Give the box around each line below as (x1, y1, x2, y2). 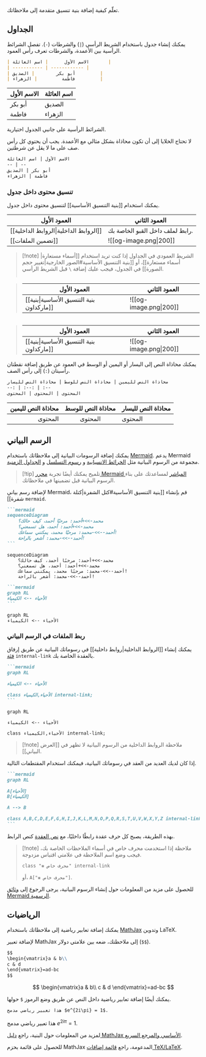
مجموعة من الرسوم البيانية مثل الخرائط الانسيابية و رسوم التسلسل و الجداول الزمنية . (7, 458, 200, 465)
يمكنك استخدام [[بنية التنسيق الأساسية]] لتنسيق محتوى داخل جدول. (7, 202, 160, 209)
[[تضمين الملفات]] (10, 237, 59, 245)
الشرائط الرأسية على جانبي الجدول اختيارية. (7, 126, 106, 133)
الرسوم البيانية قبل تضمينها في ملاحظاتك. (21, 476, 116, 484)
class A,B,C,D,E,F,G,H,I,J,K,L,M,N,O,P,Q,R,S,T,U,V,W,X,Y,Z (7, 816, 164, 822)
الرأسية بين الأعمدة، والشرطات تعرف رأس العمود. (7, 47, 122, 54)
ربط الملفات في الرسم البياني (7, 632, 85, 641)
